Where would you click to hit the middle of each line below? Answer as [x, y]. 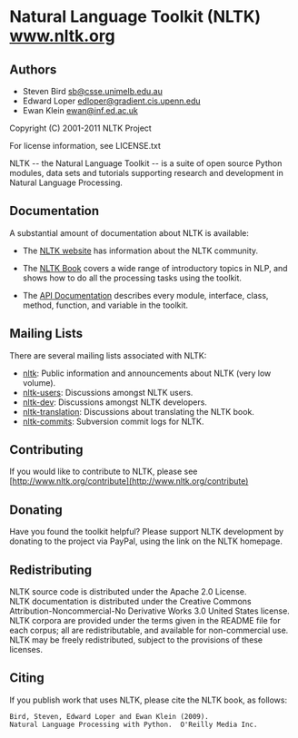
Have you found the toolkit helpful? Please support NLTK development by [147, 532]
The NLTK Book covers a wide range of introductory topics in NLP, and [155, 268]
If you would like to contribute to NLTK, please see [104, 472]
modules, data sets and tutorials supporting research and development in [146, 173]
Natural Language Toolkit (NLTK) [135, 17]
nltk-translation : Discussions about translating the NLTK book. [138, 411]
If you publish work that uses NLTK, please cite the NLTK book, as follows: [149, 700]
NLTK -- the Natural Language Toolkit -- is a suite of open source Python [146, 163]
